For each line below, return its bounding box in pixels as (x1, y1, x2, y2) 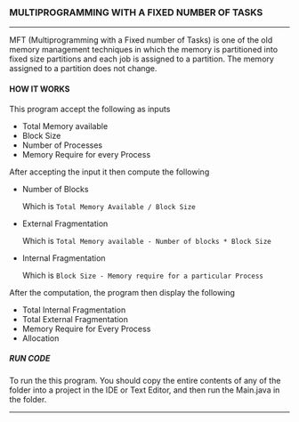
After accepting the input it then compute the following (9, 166, 210, 177)
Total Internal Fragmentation (21, 304, 126, 315)
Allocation (21, 332, 60, 344)
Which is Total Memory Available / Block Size (21, 200, 196, 211)
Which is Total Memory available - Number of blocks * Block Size (21, 235, 271, 246)
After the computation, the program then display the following (9, 287, 236, 297)
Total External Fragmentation (21, 313, 129, 324)
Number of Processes (21, 140, 103, 150)
